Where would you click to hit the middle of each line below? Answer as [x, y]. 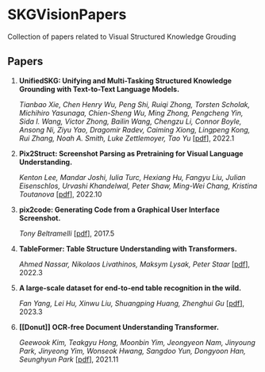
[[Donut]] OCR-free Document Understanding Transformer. [119, 327]
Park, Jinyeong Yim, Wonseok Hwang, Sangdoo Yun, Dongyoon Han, [132, 351]
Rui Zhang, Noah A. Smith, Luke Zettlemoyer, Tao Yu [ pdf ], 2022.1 [127, 138]
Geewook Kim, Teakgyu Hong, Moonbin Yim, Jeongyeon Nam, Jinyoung [137, 342]
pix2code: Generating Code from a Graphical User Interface [119, 209]
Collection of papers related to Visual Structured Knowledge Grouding [122, 36]
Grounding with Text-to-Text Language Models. [99, 89]
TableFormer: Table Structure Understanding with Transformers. [128, 248]
